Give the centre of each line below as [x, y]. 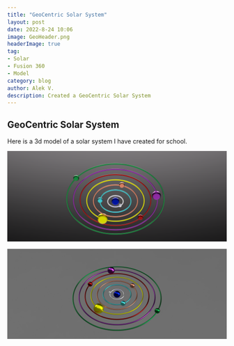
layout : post [26, 22]
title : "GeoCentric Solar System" [57, 15]
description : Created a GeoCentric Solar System [79, 95]
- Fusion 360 [26, 66]
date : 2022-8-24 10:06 [40, 29]
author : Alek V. [31, 88]
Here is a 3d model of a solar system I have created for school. [97, 141]
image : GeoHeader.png [39, 37]
